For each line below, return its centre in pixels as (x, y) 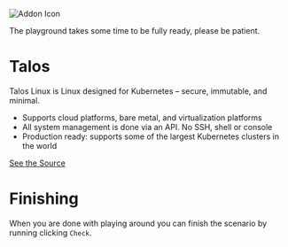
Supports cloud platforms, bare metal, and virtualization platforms (142, 117)
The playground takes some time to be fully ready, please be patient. (135, 31)
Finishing (44, 199)
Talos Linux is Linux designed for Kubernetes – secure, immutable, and (138, 91)
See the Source (38, 163)
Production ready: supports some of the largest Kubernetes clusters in (151, 136)
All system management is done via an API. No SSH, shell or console (147, 127)
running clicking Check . (51, 232)
